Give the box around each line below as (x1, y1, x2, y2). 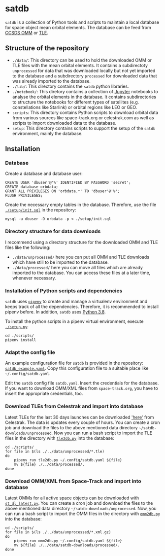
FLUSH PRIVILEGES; (5, 193, 43, 198)
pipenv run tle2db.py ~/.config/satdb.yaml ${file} (14, 457, 122, 462)
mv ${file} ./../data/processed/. (14, 462, 85, 467)
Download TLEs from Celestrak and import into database (5, 403, 144, 410)
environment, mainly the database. (12, 130, 83, 136)
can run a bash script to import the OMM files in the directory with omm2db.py (5, 511, 160, 517)
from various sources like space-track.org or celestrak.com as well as (12, 114, 154, 121)
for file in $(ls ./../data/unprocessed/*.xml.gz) (5, 529, 111, 535)
